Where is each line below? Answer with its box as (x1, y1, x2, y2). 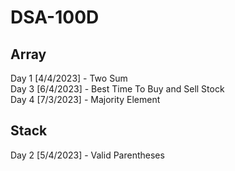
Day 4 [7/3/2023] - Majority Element (10, 94, 161, 105)
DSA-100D (10, 6, 100, 29)
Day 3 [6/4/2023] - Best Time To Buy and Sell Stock (10, 83, 225, 95)
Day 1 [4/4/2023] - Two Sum (10, 72, 128, 84)
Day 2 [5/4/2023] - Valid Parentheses (10, 149, 165, 161)
